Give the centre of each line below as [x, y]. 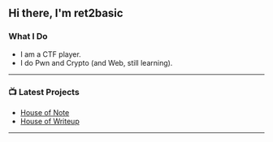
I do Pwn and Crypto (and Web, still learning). [96, 62]
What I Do [28, 37]
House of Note [45, 112]
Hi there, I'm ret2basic [66, 13]
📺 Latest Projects [44, 92]
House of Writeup [50, 121]
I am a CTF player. [50, 54]
